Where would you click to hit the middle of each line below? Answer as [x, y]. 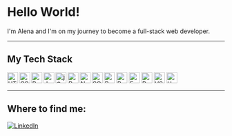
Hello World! [43, 12]
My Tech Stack [40, 59]
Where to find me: [47, 109]
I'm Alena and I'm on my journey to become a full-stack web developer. [109, 31]
